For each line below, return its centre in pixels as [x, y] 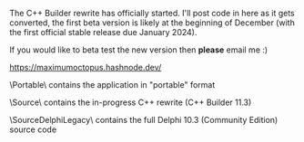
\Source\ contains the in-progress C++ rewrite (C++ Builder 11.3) [131, 102]
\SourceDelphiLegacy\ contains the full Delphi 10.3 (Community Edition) [144, 120]
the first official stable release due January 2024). [103, 32]
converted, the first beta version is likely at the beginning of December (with [152, 23]
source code [33, 129]
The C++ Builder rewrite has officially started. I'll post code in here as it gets [152, 13]
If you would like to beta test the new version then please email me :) [139, 50]
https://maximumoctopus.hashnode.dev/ [86, 67]
